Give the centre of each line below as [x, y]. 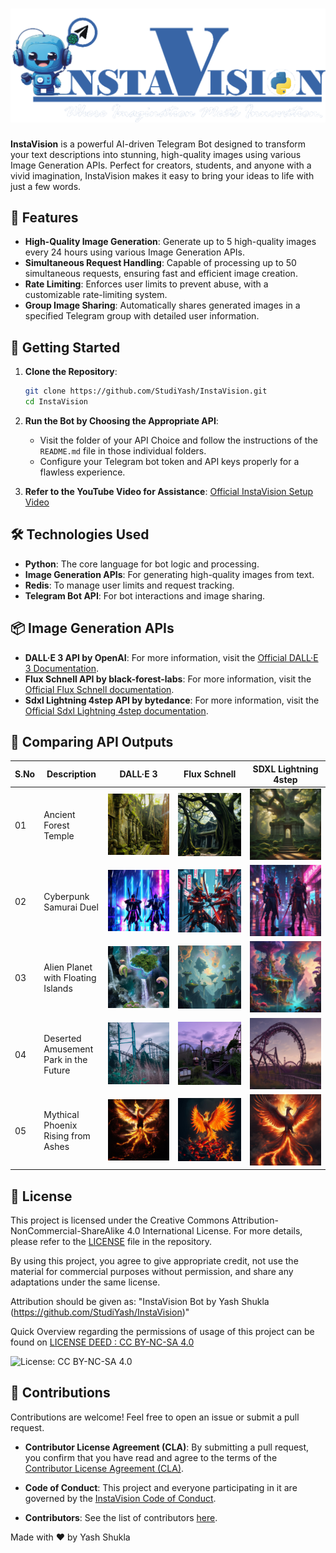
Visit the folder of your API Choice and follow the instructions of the [178, 440]
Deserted [62, 1039]
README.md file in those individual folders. [123, 450]
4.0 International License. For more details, [214, 1231]
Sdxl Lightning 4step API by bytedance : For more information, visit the [172, 700]
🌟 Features [44, 217]
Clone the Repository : [71, 372]
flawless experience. [82, 472]
